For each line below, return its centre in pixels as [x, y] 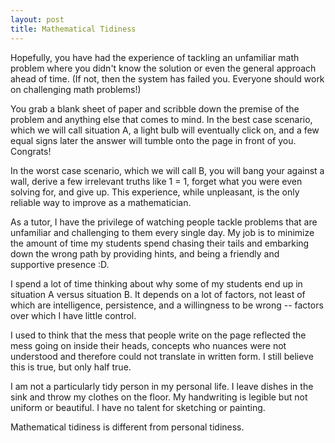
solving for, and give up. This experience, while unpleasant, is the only [155, 192]
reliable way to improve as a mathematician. [101, 202]
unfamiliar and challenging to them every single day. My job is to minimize [162, 232]
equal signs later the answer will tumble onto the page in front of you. [153, 140]
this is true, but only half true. [71, 367]
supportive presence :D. [60, 264]
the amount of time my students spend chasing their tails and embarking [160, 243]
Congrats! [31, 151]
